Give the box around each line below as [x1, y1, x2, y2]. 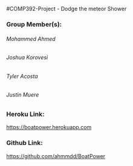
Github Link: [6, 139, 44, 147]
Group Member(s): [6, 20, 62, 28]
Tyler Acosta [6, 72, 38, 80]
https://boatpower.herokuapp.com [6, 124, 92, 131]
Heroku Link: [6, 110, 45, 118]
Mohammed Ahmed [6, 35, 56, 42]
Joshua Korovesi [6, 54, 48, 61]
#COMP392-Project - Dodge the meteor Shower [6, 5, 127, 12]
